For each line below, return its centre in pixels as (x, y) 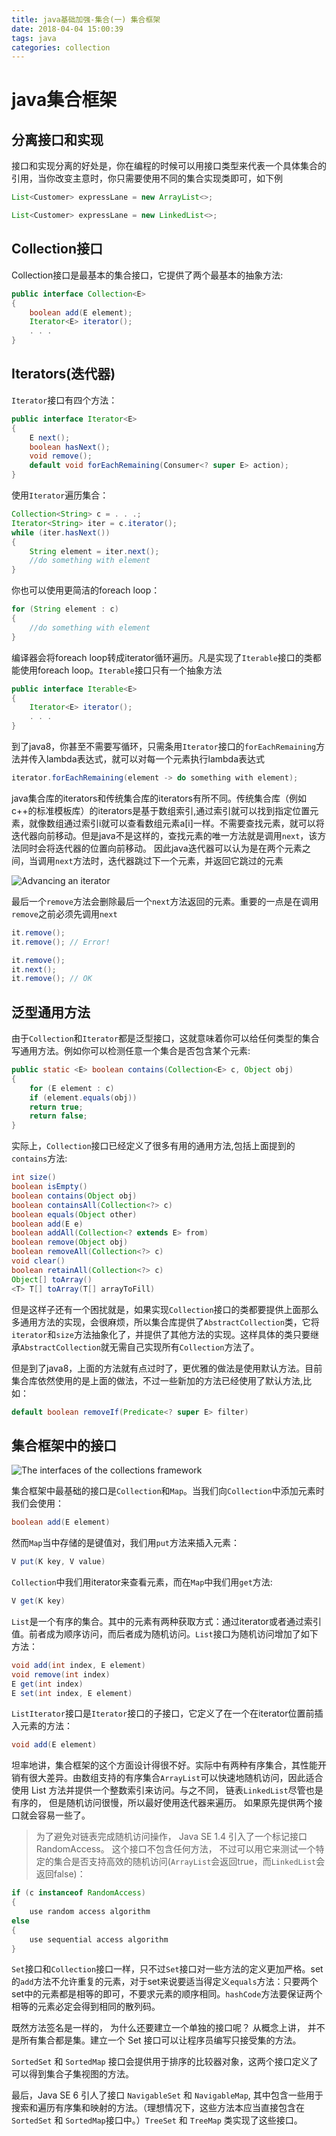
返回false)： (60, 1874)
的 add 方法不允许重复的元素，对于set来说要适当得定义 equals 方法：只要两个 (165, 1982)
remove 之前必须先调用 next (64, 913)
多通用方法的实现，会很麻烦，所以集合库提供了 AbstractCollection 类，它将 (165, 1322)
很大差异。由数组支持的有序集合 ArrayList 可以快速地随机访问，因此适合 (176, 1778)
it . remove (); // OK (52, 979)
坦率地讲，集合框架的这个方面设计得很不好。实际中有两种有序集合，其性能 (164, 1765)
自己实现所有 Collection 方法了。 (193, 1347)
